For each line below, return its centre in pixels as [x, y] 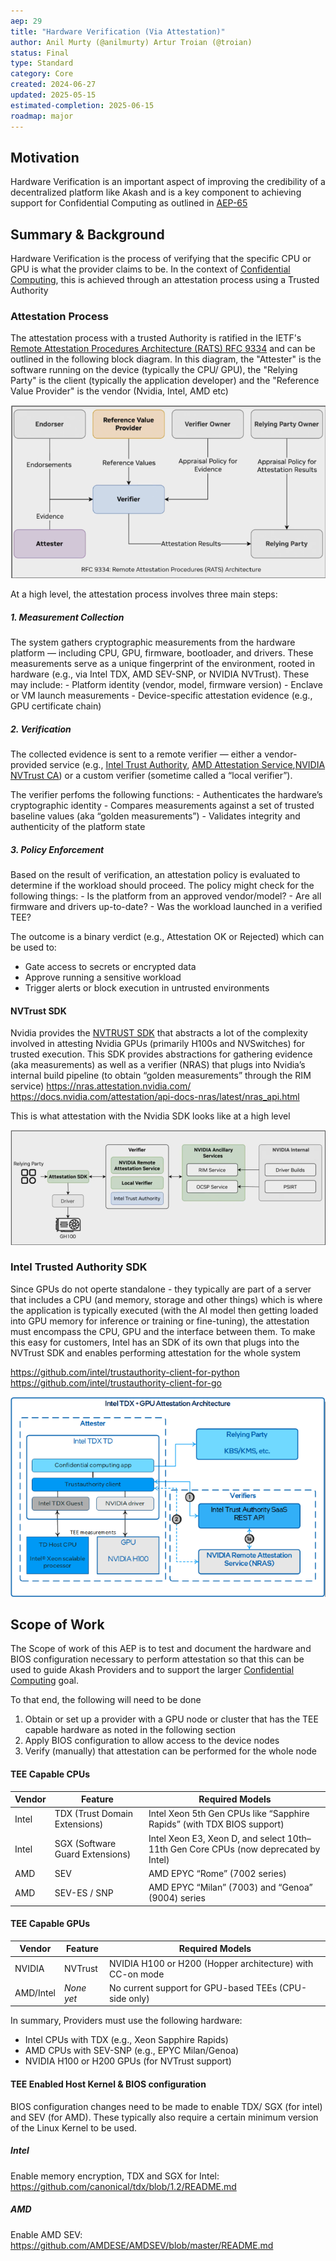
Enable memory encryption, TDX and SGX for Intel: [115, 2176]
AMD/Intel [35, 1993]
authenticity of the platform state [78, 827]
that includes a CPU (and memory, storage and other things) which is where [166, 1299]
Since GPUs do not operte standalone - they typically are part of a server [161, 1289]
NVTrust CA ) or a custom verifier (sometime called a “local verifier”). [151, 776]
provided [29, 765]
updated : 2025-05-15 [53, 95]
